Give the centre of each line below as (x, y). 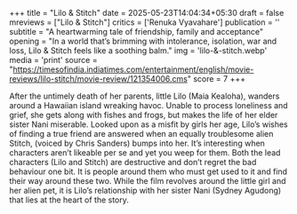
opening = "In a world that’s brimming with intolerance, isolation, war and (143, 41)
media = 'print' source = (53, 60)
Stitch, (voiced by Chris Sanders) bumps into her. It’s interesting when (137, 143)
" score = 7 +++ (217, 79)
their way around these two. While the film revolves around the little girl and (148, 181)
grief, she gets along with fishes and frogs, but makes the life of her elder (144, 115)
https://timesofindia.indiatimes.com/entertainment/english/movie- (133, 69)
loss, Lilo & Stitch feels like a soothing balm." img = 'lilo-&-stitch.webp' (138, 51)
